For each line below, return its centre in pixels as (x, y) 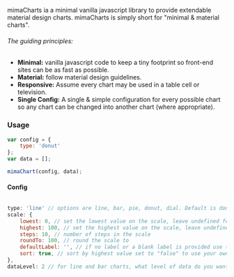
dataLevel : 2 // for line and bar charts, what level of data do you (110, 267)
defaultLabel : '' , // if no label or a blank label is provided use (121, 247)
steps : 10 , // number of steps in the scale (85, 234)
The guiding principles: (40, 40)
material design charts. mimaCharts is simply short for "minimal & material (113, 17)
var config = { (29, 140)
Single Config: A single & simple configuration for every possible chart (119, 100)
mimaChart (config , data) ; (45, 172)
